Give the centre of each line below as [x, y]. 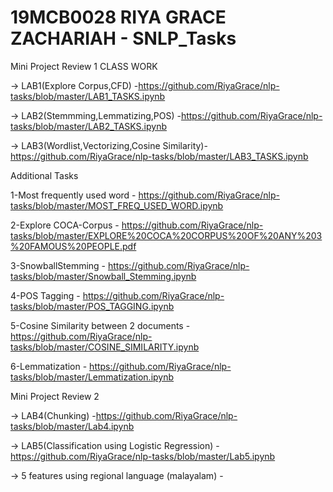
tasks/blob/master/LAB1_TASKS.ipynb [88, 96]
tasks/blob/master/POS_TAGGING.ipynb [92, 306]
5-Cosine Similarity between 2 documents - [100, 325]
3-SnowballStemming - [58, 265]
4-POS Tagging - [45, 295]
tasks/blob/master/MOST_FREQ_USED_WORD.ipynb [117, 205]
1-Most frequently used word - [73, 195]
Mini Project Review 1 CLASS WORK [84, 66]
